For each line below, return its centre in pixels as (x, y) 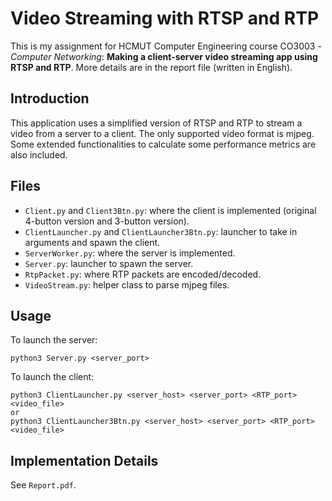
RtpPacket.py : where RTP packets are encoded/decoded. (143, 274)
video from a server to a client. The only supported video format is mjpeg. (162, 133)
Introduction (50, 98)
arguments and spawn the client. (92, 242)
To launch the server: (54, 340)
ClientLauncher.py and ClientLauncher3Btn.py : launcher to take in (161, 231)
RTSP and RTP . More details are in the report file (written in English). (151, 67)
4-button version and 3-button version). (107, 221)
